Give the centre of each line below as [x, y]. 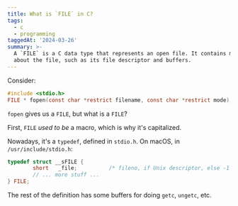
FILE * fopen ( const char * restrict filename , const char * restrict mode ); [120, 100]
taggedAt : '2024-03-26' [42, 40]
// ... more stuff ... [66, 175]
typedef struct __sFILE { [45, 162]
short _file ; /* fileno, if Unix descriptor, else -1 [131, 168]
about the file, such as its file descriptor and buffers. [103, 60]
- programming [34, 34]
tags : [15, 21]
